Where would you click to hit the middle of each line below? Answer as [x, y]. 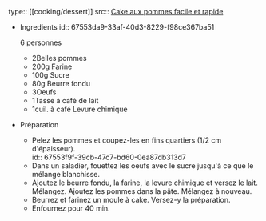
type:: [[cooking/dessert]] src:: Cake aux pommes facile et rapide [116, 12]
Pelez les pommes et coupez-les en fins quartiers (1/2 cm [127, 140]
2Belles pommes [59, 58]
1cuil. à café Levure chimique [79, 109]
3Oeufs [44, 92]
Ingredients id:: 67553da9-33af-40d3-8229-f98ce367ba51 [117, 27]
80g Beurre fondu [61, 84]
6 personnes [41, 42]
